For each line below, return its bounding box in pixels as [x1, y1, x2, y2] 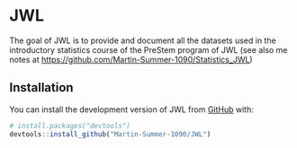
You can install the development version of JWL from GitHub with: [9, 104, 255, 115]
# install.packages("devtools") [9, 121, 130, 130]
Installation [9, 80, 74, 95]
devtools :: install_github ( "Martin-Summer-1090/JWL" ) [9, 129, 211, 139]
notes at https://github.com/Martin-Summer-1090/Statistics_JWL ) [9, 54, 254, 65]
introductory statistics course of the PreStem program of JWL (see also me [9, 44, 288, 55]
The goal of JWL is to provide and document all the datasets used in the [9, 35, 276, 46]
